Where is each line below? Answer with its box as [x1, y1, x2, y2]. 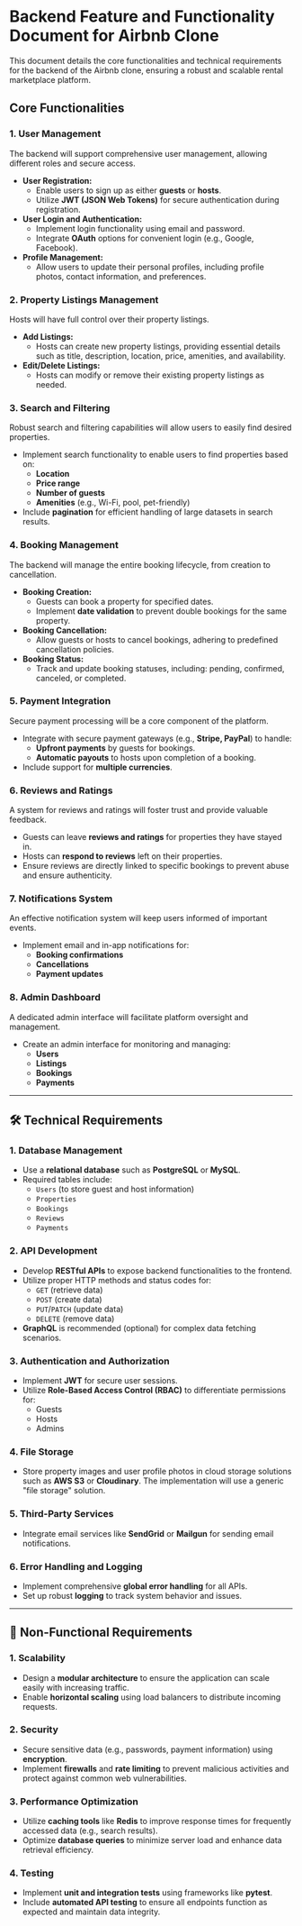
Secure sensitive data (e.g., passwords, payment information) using [22, 1744, 273, 1755]
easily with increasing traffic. [22, 1682, 130, 1693]
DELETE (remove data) [35, 1313, 115, 1324]
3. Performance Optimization [9, 1795, 139, 1808]
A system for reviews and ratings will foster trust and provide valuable [9, 805, 268, 816]
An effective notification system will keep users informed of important [9, 913, 268, 924]
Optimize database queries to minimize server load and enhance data [22, 1835, 282, 1846]
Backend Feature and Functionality [9, 6, 276, 27]
